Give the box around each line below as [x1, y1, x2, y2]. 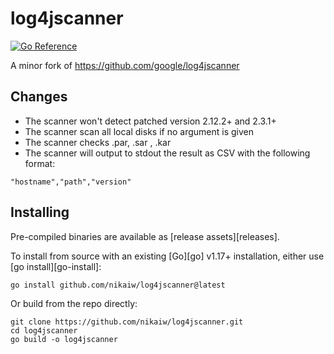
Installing [10, 204, 70, 221]
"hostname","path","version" [10, 177, 132, 187]
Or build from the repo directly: [10, 297, 138, 309]
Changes [10, 88, 68, 106]
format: [24, 157, 56, 169]
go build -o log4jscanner [10, 334, 118, 344]
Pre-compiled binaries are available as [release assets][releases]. [10, 230, 280, 242]
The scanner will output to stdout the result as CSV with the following [24, 147, 311, 159]
